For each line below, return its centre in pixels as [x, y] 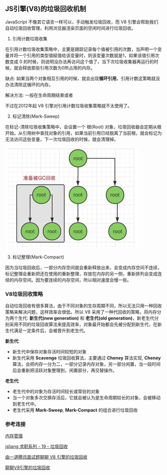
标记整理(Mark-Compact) [38, 257]
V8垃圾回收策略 [24, 294]
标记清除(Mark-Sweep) [36, 116]
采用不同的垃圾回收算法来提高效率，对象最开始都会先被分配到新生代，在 [83, 324]
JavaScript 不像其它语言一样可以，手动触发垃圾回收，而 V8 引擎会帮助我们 [82, 22]
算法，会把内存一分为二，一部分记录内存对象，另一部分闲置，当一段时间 [86, 364]
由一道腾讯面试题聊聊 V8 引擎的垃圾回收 [46, 457]
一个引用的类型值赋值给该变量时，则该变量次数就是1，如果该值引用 [86, 55]
